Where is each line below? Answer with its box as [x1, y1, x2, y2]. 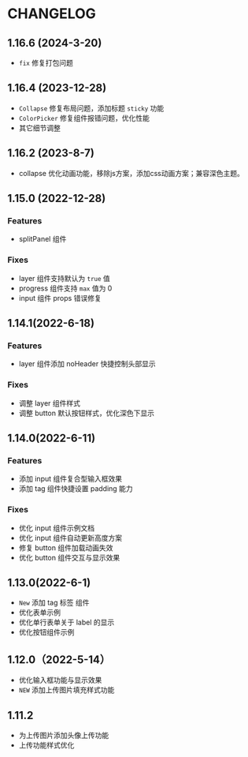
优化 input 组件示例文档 [18, 523, 95, 533]
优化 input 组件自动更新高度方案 [18, 533, 123, 542]
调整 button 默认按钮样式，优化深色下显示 [18, 408, 155, 418]
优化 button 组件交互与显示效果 [18, 553, 120, 562]
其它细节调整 [18, 123, 61, 133]
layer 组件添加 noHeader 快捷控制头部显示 [18, 359, 156, 369]
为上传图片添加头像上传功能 [18, 731, 109, 740]
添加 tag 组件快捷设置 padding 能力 [18, 484, 133, 493]
